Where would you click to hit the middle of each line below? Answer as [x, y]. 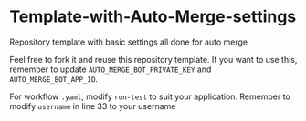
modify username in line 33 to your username [93, 106]
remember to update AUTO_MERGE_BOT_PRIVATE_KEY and [111, 69]
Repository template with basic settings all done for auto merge [129, 42]
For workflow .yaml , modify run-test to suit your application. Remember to [150, 96]
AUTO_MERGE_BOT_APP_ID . [54, 78]
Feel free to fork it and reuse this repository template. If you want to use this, [153, 59]
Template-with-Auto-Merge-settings [153, 17]
